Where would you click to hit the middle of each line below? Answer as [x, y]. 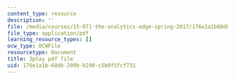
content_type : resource [42, 14]
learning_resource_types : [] [50, 40]
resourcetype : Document [42, 53]
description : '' [31, 20]
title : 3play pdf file [40, 59]
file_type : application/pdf [48, 33]
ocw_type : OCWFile [34, 46]
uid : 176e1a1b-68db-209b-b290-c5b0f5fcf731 [72, 65]
